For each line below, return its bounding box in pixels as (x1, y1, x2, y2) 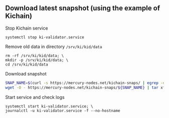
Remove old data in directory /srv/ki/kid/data (5, 43, 102, 49)
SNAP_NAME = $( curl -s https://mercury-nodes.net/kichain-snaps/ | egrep (5, 80, 158, 85)
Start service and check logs (5, 94, 65, 100)
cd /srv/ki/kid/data (5, 62, 49, 67)
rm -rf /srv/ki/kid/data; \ (5, 53, 64, 58)
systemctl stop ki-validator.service (5, 34, 84, 39)
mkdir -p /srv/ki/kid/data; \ (5, 57, 69, 62)
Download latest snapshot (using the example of (5, 4, 160, 12)
